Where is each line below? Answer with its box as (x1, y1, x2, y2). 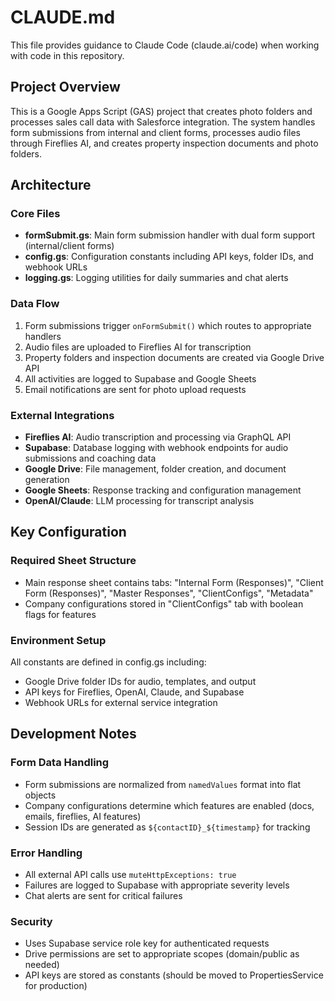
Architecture (10, 177, 92, 194)
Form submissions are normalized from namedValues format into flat (24, 778, 302, 790)
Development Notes (10, 726, 137, 743)
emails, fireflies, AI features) (24, 810, 142, 822)
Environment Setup (10, 633, 107, 647)
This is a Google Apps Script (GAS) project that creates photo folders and (10, 105, 313, 117)
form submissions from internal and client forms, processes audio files (10, 126, 301, 138)
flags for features (24, 608, 97, 620)
